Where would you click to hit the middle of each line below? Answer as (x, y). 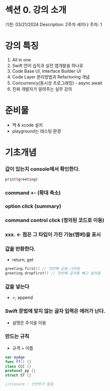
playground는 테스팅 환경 (37, 131)
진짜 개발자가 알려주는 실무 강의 (42, 89)
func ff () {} (18, 362)
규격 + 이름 (23, 348)
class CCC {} (18, 366)
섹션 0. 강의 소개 (36, 10)
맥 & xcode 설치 (27, 125)
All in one (21, 59)
